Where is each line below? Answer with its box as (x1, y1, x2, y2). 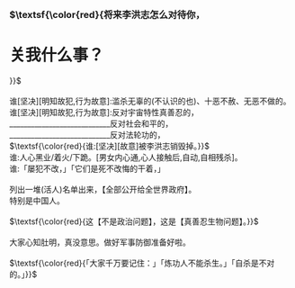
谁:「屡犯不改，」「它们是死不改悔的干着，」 (9, 163, 166, 174)
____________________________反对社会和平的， (9, 118, 174, 129)
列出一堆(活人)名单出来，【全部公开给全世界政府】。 (9, 184, 197, 194)
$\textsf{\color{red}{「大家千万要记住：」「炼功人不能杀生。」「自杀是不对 (9, 257, 275, 268)
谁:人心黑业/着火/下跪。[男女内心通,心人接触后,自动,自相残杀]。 (9, 151, 243, 162)
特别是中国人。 (9, 194, 65, 206)
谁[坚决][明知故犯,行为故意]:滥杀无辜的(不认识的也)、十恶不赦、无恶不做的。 (9, 95, 291, 106)
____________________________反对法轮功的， (9, 129, 165, 139)
